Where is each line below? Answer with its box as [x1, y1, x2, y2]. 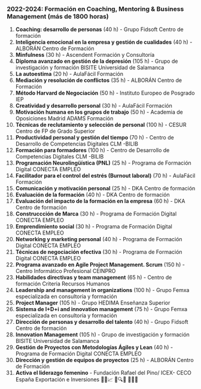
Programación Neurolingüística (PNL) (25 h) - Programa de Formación [15, 159, 192, 166]
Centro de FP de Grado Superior [15, 127, 95, 135]
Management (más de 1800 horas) [7, 12, 109, 20]
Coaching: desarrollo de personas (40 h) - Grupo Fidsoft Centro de [15, 26, 184, 33]
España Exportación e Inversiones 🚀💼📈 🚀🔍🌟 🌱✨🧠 [15, 376, 138, 383]
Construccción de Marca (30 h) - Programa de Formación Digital [15, 210, 177, 217]
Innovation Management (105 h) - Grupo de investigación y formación [15, 331, 190, 338]
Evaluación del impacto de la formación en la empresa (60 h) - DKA [15, 197, 185, 205]
